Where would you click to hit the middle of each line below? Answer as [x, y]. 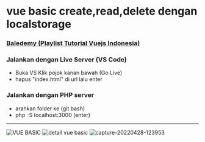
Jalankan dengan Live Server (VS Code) [67, 60]
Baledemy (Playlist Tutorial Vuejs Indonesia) [73, 43]
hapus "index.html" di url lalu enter [59, 79]
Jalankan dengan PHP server [50, 95]
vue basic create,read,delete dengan [102, 11]
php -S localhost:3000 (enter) [52, 115]
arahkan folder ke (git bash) [50, 108]
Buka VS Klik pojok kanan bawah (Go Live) [69, 73]
